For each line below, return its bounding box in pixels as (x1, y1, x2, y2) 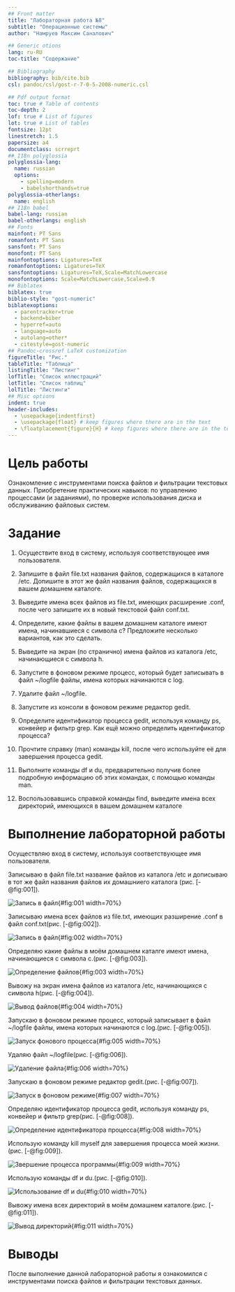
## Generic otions (8, 43, 61, 50)
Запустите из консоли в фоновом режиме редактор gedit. (17, 702, 191, 711)
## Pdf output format (8, 94, 71, 101)
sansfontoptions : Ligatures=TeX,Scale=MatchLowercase (8, 269, 168, 276)
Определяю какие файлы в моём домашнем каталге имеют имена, (8, 946, 209, 955)
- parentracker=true (14, 308, 74, 315)
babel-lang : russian (8, 211, 68, 218)
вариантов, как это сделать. (17, 634, 103, 642)
